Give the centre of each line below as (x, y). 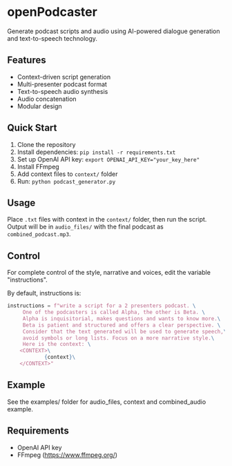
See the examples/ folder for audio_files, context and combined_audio (107, 402)
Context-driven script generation (64, 77)
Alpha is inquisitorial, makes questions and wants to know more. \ (122, 318)
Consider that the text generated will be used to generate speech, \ (125, 331)
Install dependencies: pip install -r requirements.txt (96, 152)
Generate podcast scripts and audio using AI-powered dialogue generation (114, 31)
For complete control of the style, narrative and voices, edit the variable (109, 273)
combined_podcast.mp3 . (39, 234)
